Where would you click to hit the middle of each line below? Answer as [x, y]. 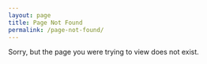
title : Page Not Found [45, 23]
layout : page [30, 15]
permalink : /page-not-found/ [56, 30]
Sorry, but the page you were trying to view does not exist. [103, 52]
